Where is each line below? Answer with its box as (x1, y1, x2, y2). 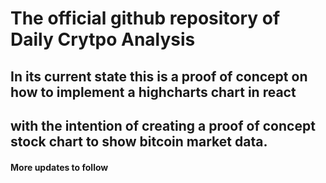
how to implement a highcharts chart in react (10, 83, 297, 101)
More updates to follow (10, 161, 109, 173)
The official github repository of (10, 7, 281, 30)
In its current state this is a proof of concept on (10, 68, 308, 85)
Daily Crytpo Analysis (10, 28, 196, 51)
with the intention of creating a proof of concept (10, 117, 316, 134)
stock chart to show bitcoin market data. (10, 133, 268, 150)
